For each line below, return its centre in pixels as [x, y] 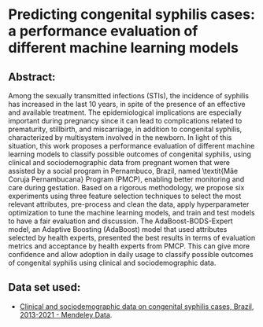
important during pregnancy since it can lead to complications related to [125, 121]
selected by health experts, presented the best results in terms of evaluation [132, 238]
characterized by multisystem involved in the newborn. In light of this [120, 138]
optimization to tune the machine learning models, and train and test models [131, 213]
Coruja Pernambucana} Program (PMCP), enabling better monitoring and [126, 179]
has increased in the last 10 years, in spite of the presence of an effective [127, 104]
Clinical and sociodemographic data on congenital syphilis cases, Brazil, [137, 306]
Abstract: [32, 77]
